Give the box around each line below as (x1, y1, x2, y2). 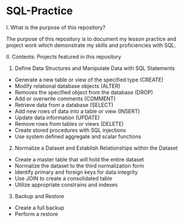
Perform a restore (14, 210, 58, 217)
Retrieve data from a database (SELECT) (14, 101, 114, 108)
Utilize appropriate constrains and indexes (14, 181, 118, 188)
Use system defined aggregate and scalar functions (14, 132, 141, 140)
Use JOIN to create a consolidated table (14, 175, 112, 182)
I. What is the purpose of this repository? (6, 24, 106, 31)
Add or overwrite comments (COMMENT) (14, 95, 116, 102)
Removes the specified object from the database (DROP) (14, 88, 153, 96)
